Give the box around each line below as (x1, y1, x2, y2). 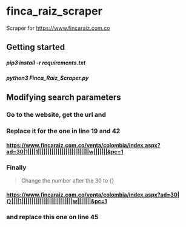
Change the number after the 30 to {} (21, 177, 115, 184)
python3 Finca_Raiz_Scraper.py (6, 74, 89, 82)
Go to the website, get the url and (6, 110, 106, 119)
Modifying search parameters (6, 92, 121, 102)
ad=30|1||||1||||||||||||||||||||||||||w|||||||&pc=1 (6, 148, 124, 156)
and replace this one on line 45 (6, 212, 99, 221)
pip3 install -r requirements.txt (6, 59, 86, 66)
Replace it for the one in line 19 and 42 (6, 127, 121, 135)
